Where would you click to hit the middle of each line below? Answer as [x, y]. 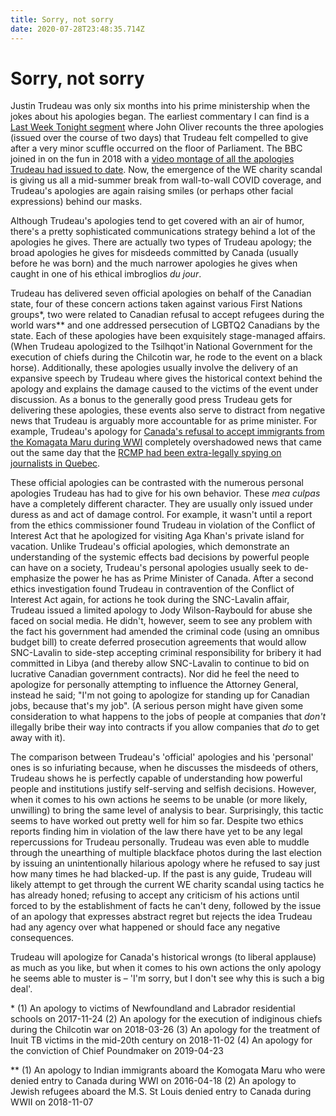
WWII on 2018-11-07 [52, 1102]
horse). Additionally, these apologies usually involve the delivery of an [154, 368]
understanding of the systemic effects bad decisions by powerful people [160, 557]
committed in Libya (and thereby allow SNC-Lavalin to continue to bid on [160, 663]
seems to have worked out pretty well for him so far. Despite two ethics [157, 821]
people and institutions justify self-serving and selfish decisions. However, [163, 789]
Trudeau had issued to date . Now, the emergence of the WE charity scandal [166, 170]
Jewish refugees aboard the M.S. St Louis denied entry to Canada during [161, 1092]
